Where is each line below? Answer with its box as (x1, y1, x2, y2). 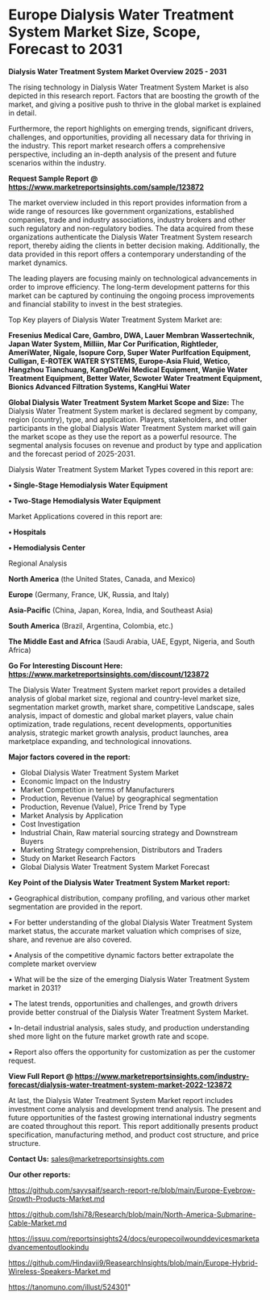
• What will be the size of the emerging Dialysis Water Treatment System (8, 974, 250, 984)
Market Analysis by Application (19, 810, 123, 820)
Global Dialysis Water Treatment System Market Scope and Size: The (8, 397, 244, 407)
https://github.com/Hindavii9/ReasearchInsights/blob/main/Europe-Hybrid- (8, 1257, 258, 1268)
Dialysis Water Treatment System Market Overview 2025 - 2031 (8, 66, 227, 76)
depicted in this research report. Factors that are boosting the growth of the (8, 90, 260, 100)
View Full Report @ (8, 1071, 74, 1081)
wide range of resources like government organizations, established (8, 206, 235, 215)
